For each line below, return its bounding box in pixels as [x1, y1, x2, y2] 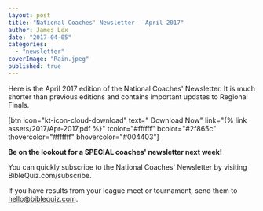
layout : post [8, 11, 51, 20]
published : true [8, 63, 61, 70]
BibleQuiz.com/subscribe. [8, 170, 92, 180]
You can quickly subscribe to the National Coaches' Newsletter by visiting [8, 162, 247, 172]
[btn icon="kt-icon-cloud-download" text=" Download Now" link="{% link [8, 115, 247, 125]
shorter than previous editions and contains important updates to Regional [8, 91, 249, 102]
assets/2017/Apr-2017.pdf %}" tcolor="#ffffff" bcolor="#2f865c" [8, 123, 217, 133]
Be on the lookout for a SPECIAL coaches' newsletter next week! [8, 147, 222, 156]
